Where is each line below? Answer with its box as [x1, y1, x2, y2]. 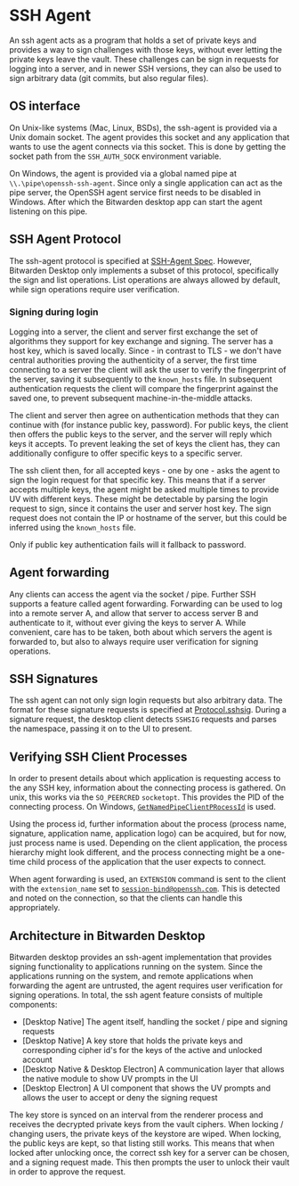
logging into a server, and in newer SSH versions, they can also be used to [9, 63, 282, 74]
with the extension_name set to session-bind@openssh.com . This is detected [9, 884, 280, 894]
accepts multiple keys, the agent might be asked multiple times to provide [9, 483, 279, 495]
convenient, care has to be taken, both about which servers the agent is [9, 626, 273, 638]
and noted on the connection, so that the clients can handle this [9, 893, 243, 903]
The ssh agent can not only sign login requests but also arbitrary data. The [9, 695, 283, 705]
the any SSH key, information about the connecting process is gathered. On [9, 782, 287, 794]
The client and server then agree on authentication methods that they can [9, 409, 279, 420]
